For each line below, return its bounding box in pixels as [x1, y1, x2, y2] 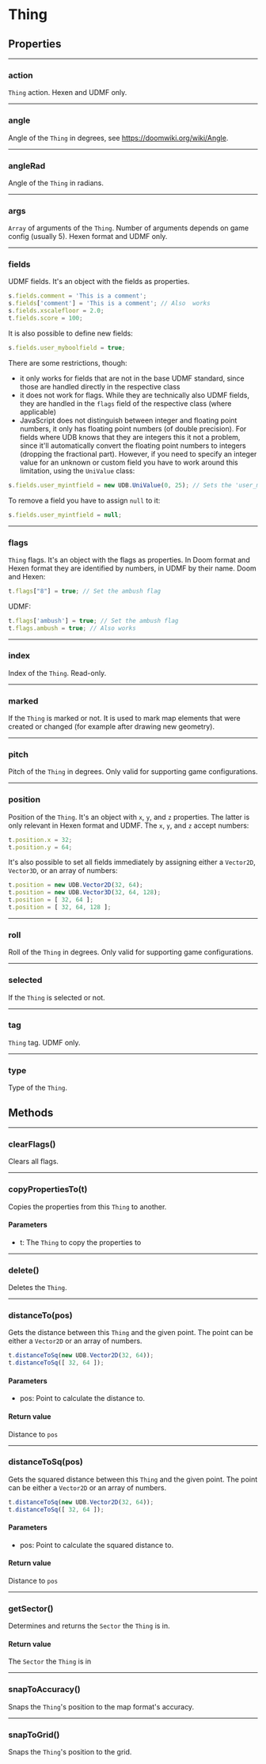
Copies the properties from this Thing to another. [8, 1201, 167, 1212]
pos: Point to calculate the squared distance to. [19, 1540, 174, 1550]
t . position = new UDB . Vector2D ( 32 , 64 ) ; [8, 881, 144, 890]
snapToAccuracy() [8, 1684, 81, 1695]
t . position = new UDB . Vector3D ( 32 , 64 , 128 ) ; [8, 889, 161, 897]
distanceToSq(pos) [8, 1456, 83, 1467]
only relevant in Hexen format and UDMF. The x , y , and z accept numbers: [8, 821, 249, 830]
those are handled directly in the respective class [19, 381, 180, 391]
